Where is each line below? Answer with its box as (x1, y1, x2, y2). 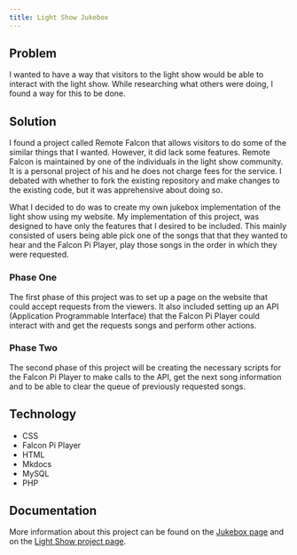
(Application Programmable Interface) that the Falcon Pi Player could (9, 310, 260, 321)
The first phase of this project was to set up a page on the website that (9, 291, 268, 302)
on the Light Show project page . (9, 536, 127, 547)
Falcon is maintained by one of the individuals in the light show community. (9, 156, 284, 167)
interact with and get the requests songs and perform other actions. (9, 320, 257, 330)
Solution (9, 114, 57, 129)
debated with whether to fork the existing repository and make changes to (9, 175, 280, 186)
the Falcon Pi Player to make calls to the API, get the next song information (9, 371, 282, 382)
